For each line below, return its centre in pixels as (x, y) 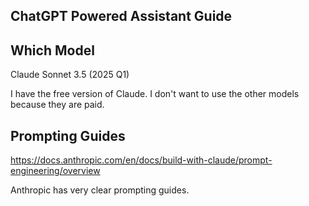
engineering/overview (55, 171)
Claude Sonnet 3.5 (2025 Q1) (70, 75)
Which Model (52, 50)
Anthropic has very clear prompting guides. (100, 190)
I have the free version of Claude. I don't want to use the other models (155, 94)
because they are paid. (57, 105)
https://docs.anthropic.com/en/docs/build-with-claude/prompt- (141, 160)
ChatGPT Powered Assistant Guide (121, 16)
